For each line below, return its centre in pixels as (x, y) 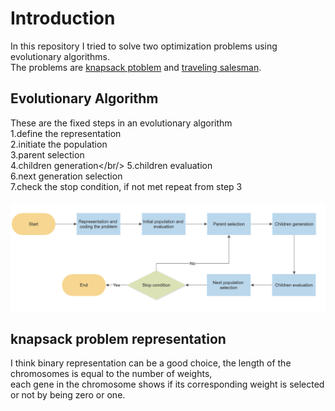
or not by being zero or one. (68, 395)
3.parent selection (47, 154)
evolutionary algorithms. (60, 56)
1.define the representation (66, 133)
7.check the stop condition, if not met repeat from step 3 (126, 186)
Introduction (63, 18)
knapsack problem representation (118, 338)
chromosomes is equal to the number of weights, (111, 374)
